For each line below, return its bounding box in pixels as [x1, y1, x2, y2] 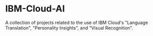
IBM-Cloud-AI [5, 3, 65, 14]
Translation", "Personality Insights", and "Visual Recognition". [5, 24, 134, 30]
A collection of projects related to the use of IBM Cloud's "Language [5, 19, 148, 25]
